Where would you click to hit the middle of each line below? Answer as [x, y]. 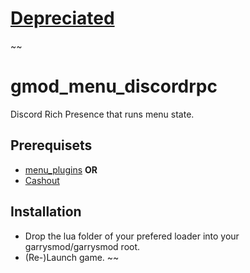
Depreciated [62, 18]
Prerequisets [51, 145]
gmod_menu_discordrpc [114, 86]
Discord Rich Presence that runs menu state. [102, 114]
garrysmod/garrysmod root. [82, 246]
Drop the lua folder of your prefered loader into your [132, 236]
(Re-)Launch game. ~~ [72, 257]
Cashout [42, 180]
